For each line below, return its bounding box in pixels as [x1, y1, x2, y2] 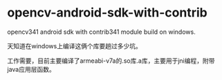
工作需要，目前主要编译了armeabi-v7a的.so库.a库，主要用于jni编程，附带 [7, 57, 215, 65]
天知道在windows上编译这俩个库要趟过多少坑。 [7, 41, 142, 50]
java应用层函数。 [7, 65, 55, 73]
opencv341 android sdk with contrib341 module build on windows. [7, 28, 196, 36]
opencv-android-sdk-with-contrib [7, 5, 207, 21]
